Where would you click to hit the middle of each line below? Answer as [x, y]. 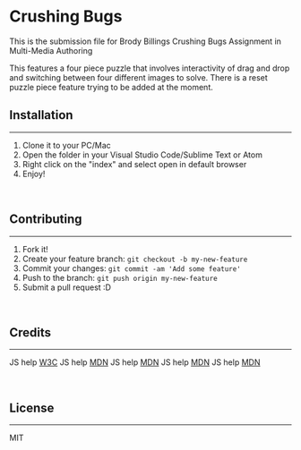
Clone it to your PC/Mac [67, 145]
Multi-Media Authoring [51, 50]
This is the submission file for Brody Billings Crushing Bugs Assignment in [146, 41]
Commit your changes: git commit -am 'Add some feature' [132, 268]
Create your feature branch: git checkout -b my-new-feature [135, 259]
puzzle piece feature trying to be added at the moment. [111, 87]
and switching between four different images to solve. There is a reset [139, 77]
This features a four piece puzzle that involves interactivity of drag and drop [150, 68]
